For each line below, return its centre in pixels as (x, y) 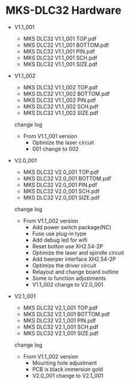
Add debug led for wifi (60, 240)
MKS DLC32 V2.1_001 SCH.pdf (61, 327)
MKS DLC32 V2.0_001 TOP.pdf (61, 172)
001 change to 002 (55, 149)
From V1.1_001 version (50, 136)
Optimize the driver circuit (64, 265)
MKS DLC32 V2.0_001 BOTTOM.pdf (67, 178)
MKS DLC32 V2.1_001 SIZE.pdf (61, 333)
